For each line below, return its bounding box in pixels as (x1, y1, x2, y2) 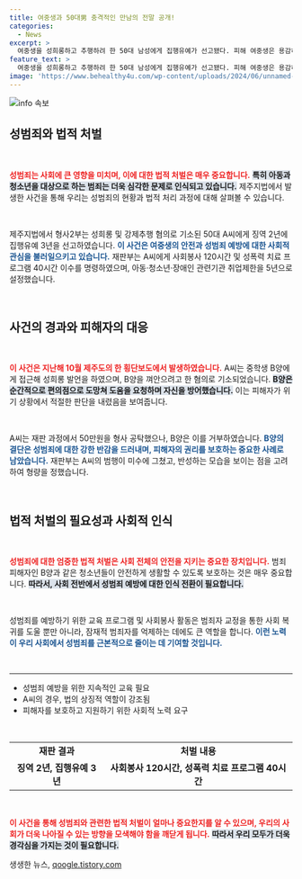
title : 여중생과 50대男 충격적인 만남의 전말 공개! (9, 13, 175, 22)
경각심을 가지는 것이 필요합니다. (9, 840, 120, 851)
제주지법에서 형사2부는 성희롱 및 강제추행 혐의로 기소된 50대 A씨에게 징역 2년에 (9, 229, 289, 239)
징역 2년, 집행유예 (16, 762, 88, 775)
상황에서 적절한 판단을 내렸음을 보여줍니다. (18, 397, 168, 408)
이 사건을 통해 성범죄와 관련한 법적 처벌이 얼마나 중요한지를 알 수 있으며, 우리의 (9, 818, 280, 829)
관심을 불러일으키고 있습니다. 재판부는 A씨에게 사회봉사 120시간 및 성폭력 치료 (9, 251, 281, 262)
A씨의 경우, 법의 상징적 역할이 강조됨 (22, 694, 151, 704)
